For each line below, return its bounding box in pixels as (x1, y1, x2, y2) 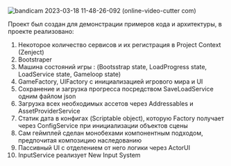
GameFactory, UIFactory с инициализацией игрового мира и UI (17, 77, 203, 86)
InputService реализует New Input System (17, 151, 141, 159)
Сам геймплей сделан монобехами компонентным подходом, (17, 129, 203, 137)
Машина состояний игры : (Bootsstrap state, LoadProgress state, (17, 63, 207, 71)
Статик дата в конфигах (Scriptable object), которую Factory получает (17, 114, 225, 122)
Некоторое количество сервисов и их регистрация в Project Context (17, 41, 221, 48)
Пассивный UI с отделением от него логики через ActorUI (17, 144, 191, 151)
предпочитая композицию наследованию (17, 136, 142, 145)
